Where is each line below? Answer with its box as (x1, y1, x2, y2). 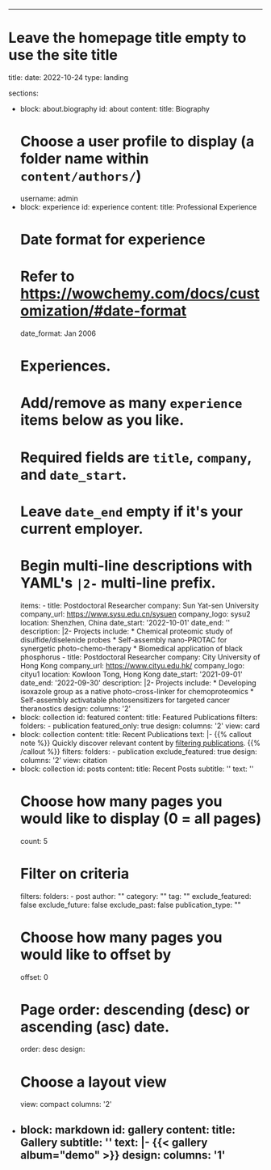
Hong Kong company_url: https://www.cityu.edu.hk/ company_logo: (19, 660, 245, 670)
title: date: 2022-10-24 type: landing (8, 72, 129, 82)
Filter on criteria (19, 864, 130, 883)
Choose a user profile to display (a (19, 133, 255, 150)
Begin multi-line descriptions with (19, 556, 252, 574)
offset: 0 (19, 972, 48, 981)
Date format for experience (19, 231, 206, 249)
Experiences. (19, 357, 111, 375)
